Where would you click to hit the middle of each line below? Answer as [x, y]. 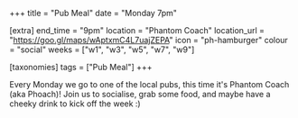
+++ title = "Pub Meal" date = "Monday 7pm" [93, 13]
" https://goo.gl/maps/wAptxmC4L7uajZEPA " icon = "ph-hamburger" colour [149, 40]
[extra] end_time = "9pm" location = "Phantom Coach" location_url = [137, 30]
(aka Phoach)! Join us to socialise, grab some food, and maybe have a [140, 94]
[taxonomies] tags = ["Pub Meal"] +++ [81, 67]
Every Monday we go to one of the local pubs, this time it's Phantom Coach [149, 84]
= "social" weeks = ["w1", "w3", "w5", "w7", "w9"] [102, 50]
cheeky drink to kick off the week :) [75, 104]
